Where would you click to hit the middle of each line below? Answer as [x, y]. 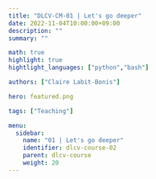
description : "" [35, 31]
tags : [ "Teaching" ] [41, 111]
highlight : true [35, 60]
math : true [27, 53]
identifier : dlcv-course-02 [70, 148]
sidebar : [30, 133]
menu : [17, 125]
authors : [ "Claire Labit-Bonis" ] [64, 82]
